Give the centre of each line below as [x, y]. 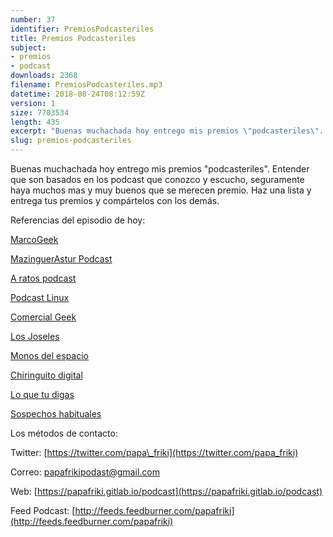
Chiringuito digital [46, 375]
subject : [28, 47]
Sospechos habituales [56, 414]
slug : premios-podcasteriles [71, 141]
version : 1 [33, 103]
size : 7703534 [40, 112]
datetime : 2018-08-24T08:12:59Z [77, 94]
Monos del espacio [50, 355]
